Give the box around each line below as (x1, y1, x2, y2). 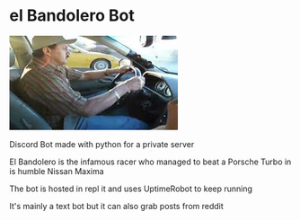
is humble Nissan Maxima (9, 165, 105, 176)
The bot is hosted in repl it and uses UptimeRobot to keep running (9, 183, 253, 194)
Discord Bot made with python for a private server (9, 138, 195, 149)
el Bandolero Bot (9, 5, 135, 26)
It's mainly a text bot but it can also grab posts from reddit (9, 200, 225, 211)
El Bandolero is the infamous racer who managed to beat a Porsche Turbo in (9, 156, 292, 167)
